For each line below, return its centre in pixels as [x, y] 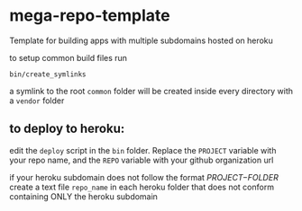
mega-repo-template [90, 16]
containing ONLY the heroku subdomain [83, 196]
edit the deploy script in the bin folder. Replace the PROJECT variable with [143, 150]
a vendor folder [37, 101]
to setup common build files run [69, 57]
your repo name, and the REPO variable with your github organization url [142, 160]
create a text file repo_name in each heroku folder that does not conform [142, 187]
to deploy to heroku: [67, 129]
